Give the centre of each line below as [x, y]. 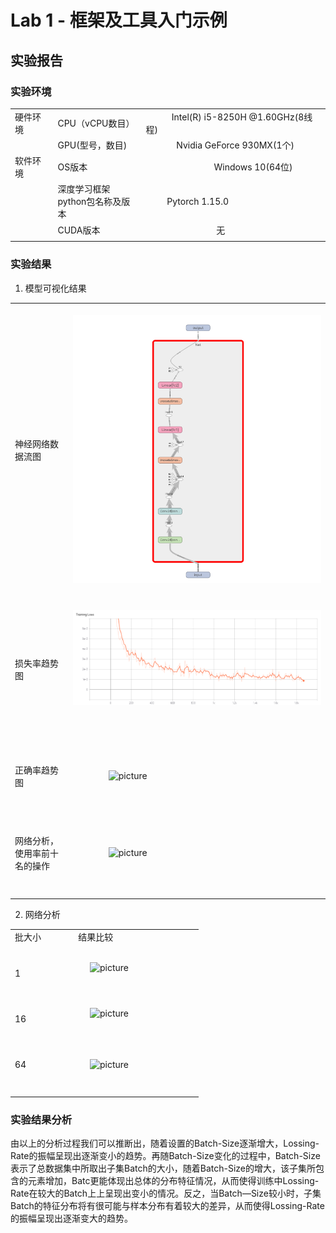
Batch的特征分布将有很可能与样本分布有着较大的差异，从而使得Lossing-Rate [167, 1206]
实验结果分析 [41, 1119]
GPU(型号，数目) [92, 145]
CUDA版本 [79, 230]
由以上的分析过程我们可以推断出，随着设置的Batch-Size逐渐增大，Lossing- [165, 1143]
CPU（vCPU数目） [96, 123]
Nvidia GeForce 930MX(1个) [235, 145]
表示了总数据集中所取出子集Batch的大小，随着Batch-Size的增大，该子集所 [163, 1168]
